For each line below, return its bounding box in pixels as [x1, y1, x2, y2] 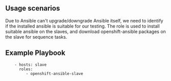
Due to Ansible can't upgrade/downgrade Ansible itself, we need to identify [5, 17, 163, 23]
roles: [18, 66, 33, 72]
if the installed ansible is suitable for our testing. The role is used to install [5, 23, 160, 29]
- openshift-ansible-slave [26, 71, 83, 76]
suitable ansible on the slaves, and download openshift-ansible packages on [5, 28, 166, 35]
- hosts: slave [14, 62, 47, 67]
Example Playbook [5, 48, 65, 58]
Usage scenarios [5, 4, 60, 13]
